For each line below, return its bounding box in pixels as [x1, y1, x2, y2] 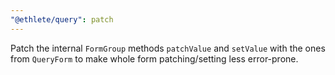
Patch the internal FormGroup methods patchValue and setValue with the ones [10, 42, 326, 54]
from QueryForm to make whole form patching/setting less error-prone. [10, 52, 299, 65]
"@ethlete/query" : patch [10, 14, 114, 25]
